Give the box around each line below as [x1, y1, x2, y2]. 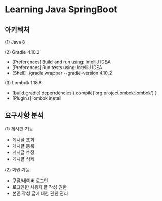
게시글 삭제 [12, 155, 35, 162]
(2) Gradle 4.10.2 [5, 49, 40, 55]
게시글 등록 [12, 143, 35, 149]
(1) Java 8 [5, 39, 25, 45]
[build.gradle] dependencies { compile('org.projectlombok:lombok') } [12, 90, 157, 96]
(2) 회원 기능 [5, 166, 30, 172]
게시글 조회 [12, 137, 35, 143]
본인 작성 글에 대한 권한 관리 [12, 190, 68, 196]
